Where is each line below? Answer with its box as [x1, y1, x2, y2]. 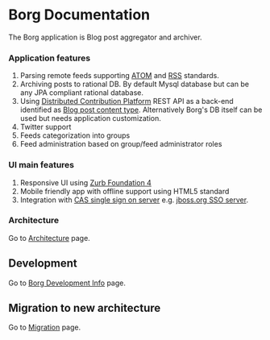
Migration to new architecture [8, 301, 161, 315]
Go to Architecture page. [8, 233, 90, 243]
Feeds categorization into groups [19, 131, 131, 140]
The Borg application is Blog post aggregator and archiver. [8, 32, 203, 42]
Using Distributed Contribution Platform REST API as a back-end [19, 97, 234, 106]
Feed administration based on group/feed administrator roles [19, 139, 222, 149]
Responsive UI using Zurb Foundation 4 [19, 177, 152, 187]
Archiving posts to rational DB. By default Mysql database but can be [19, 79, 250, 89]
